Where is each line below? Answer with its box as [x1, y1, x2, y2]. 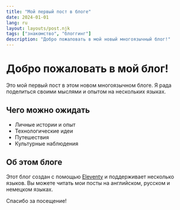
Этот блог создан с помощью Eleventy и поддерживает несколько [6, 173, 175, 180]
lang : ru [6, 20, 28, 26]
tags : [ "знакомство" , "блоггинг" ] [6, 31, 92, 37]
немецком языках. [6, 186, 53, 193]
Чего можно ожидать [6, 105, 90, 115]
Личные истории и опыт [14, 121, 76, 128]
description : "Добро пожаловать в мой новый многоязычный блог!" [6, 36, 171, 42]
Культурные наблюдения [14, 140, 79, 147]
